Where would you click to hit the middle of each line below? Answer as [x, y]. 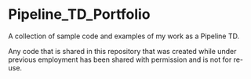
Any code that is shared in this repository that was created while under [122, 51]
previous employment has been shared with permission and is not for [120, 59]
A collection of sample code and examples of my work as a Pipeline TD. [124, 36]
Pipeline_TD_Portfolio [79, 14]
